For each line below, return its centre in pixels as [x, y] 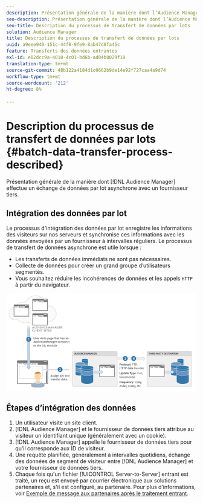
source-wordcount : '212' [37, 83]
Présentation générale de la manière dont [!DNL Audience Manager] [91, 181]
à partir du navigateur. [43, 285]
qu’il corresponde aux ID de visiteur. [60, 448]
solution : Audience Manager [42, 32]
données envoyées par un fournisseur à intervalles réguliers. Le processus [99, 241]
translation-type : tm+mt [37, 63]
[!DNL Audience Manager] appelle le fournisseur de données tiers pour [103, 442]
